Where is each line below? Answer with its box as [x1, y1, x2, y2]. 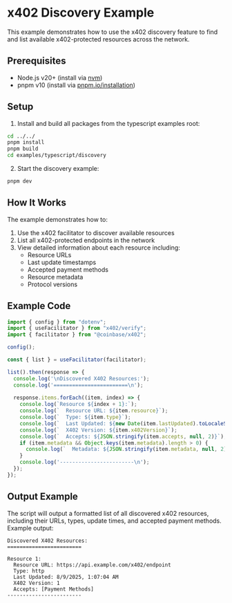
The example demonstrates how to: [7, 215, 108, 223]
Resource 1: [7, 555, 41, 562]
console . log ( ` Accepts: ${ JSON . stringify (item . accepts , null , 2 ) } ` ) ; [19, 433, 227, 440]
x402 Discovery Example [7, 5, 155, 21]
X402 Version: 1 [13, 579, 60, 586]
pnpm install [7, 139, 45, 146]
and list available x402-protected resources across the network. [7, 35, 190, 43]
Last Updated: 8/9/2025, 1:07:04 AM [13, 573, 119, 580]
